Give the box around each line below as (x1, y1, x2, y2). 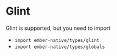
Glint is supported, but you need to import (5, 24, 111, 32)
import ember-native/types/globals (14, 44, 105, 50)
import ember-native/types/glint (14, 37, 100, 43)
